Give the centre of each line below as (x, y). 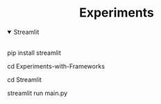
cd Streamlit (24, 79)
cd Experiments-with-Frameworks (56, 66)
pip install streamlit (34, 53)
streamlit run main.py (37, 93)
